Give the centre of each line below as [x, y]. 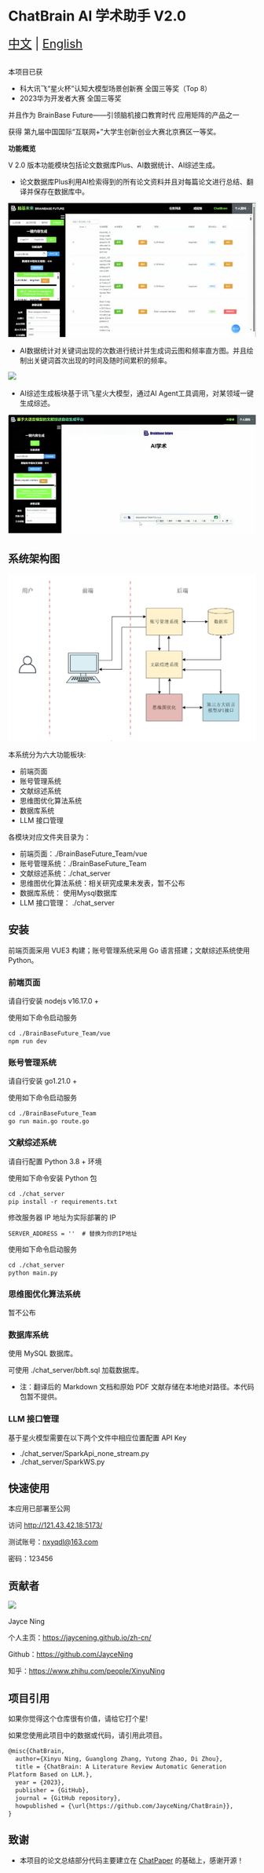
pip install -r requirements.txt [63, 1202]
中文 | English [46, 44]
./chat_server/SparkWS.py [62, 1461]
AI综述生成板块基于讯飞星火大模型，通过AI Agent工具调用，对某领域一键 [136, 393]
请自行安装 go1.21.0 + [43, 1081]
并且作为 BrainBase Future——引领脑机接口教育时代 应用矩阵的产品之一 [124, 115]
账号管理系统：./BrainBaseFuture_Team [83, 863]
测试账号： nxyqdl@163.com [53, 1542]
